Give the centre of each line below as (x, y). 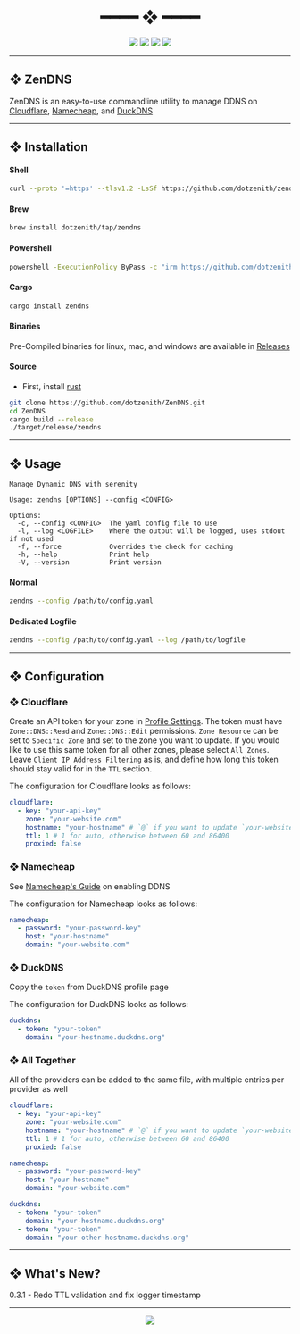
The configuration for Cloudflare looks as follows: (100, 786)
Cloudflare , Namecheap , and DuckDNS (81, 111)
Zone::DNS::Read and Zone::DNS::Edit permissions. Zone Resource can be (144, 731)
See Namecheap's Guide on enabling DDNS (90, 886)
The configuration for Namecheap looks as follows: (104, 904)
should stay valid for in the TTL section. (81, 769)
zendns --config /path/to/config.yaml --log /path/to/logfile (127, 640)
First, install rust (52, 386)
